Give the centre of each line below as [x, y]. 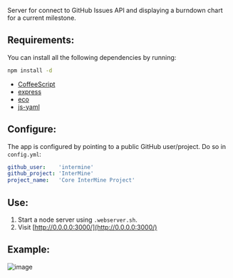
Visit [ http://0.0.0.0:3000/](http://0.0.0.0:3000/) [87, 227]
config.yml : [24, 154]
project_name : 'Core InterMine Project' [71, 180]
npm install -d [30, 71]
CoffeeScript [36, 84]
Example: [29, 250]
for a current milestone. [42, 18]
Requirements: [41, 40]
